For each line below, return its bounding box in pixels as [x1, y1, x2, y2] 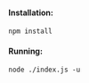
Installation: [8, 7, 54, 18]
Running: [8, 46, 44, 56]
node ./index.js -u [8, 65, 81, 75]
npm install [8, 27, 53, 36]
